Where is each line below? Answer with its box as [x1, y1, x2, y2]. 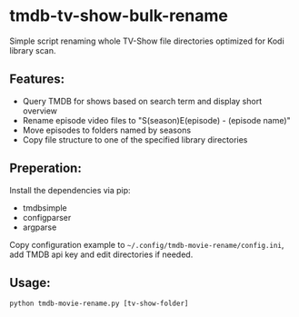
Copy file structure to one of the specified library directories [22, 134, 248, 145]
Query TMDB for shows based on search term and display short [22, 95, 262, 106]
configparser [22, 212, 72, 223]
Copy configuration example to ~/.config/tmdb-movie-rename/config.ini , [9, 239, 284, 250]
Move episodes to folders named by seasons [22, 124, 192, 135]
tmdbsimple [22, 202, 67, 213]
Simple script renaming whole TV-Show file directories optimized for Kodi [9, 35, 284, 46]
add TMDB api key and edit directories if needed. [9, 249, 194, 260]
